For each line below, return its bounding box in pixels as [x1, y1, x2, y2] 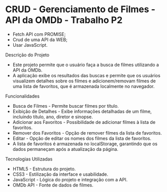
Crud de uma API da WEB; [12, 37, 68, 43]
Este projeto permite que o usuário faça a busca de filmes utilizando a [12, 61, 159, 68]
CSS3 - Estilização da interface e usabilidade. [12, 171, 109, 177]
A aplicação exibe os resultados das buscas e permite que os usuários [12, 72, 161, 78]
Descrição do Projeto [5, 52, 50, 58]
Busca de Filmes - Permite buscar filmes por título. [12, 103, 119, 109]
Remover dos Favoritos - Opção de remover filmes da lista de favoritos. [12, 130, 162, 136]
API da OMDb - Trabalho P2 [5, 14, 123, 26]
